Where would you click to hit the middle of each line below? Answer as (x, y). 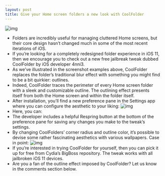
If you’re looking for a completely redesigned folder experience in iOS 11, (86, 53)
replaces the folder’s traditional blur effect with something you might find (86, 74)
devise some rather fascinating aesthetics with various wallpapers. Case (86, 137)
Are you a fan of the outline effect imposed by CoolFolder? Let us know (84, 164)
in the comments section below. (45, 169)
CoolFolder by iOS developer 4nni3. (49, 64)
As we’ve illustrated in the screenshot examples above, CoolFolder (80, 69)
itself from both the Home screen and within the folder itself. (73, 95)
